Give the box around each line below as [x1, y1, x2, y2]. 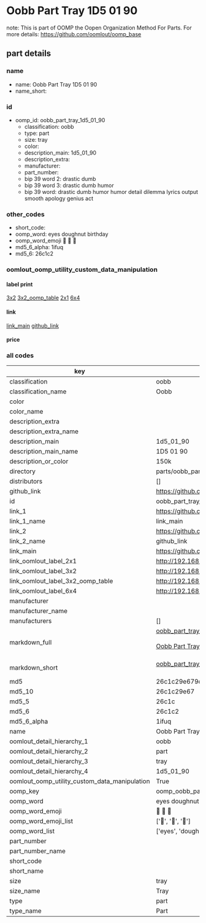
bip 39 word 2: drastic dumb [24, 175, 96, 182]
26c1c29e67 [156, 687, 195, 696]
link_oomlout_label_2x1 [9, 557, 77, 565]
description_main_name [9, 447, 78, 456]
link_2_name [9, 537, 46, 546]
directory [9, 467, 36, 476]
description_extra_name [9, 427, 78, 436]
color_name [9, 407, 44, 416]
